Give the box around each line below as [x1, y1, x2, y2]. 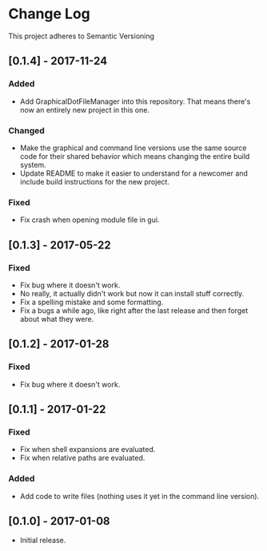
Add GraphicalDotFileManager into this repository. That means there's [19, 97, 251, 106]
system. [19, 160, 46, 169]
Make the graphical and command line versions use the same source [19, 143, 247, 153]
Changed [8, 125, 46, 136]
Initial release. [19, 536, 66, 545]
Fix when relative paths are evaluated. [19, 453, 145, 463]
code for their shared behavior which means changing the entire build [19, 151, 250, 161]
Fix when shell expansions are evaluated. [19, 445, 156, 454]
